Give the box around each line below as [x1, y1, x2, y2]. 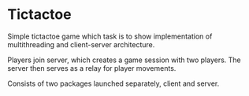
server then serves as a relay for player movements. [7, 63, 177, 72]
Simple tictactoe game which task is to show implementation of [7, 31, 213, 41]
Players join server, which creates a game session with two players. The [7, 55, 241, 65]
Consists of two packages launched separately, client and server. [7, 79, 220, 88]
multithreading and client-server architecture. [7, 39, 155, 49]
